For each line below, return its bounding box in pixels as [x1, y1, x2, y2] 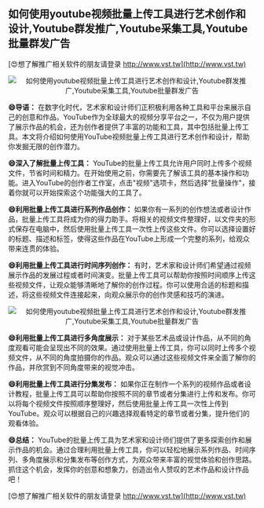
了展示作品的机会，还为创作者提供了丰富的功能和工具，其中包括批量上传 [8, 122, 242, 131]
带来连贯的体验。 [8, 243, 64, 253]
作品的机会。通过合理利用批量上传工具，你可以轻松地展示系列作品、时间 [14, 444, 249, 454]
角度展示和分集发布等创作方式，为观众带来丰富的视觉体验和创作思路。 [28, 455, 256, 464]
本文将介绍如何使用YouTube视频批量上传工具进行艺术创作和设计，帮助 [21, 132, 250, 141]
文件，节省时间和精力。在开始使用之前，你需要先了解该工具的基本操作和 [8, 168, 242, 177]
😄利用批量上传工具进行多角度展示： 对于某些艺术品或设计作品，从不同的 [8, 333, 245, 342]
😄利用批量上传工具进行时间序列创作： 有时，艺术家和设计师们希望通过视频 [8, 260, 251, 269]
